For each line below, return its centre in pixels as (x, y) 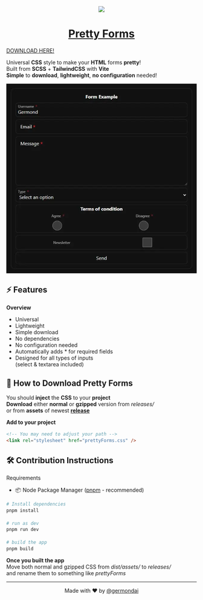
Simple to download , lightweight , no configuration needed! (82, 75)
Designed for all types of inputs (54, 358)
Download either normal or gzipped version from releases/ (80, 404)
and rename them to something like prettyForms (66, 573)
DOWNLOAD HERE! (30, 50)
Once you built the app (35, 560)
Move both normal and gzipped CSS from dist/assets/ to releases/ (89, 567)
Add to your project (31, 423)
